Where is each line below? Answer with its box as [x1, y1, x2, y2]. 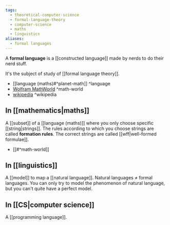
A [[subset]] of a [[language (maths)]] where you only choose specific [5, 120, 154, 126]
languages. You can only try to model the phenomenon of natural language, [5, 180, 165, 186]
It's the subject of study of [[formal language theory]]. [5, 70, 120, 77]
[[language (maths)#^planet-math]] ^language [12, 80, 110, 86]
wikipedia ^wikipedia [12, 91, 57, 98]
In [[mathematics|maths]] [5, 106, 90, 115]
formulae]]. [5, 136, 29, 142]
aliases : [5, 36, 24, 42]
